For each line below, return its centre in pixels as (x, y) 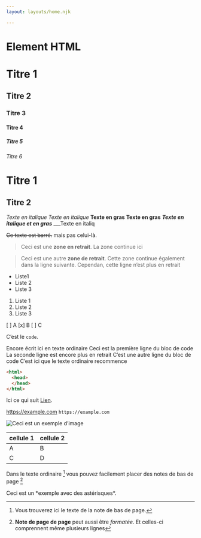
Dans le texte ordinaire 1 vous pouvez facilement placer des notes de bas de (100, 473)
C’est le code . (22, 336)
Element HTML (44, 46)
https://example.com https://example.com (58, 412)
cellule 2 (52, 438)
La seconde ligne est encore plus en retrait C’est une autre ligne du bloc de (99, 354)
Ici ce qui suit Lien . (29, 400)
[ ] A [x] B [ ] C (24, 325)
